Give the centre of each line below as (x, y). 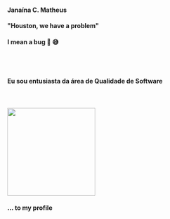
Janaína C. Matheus (37, 10)
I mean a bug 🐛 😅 (33, 41)
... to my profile (30, 208)
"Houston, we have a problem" (53, 26)
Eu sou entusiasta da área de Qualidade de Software (85, 81)
